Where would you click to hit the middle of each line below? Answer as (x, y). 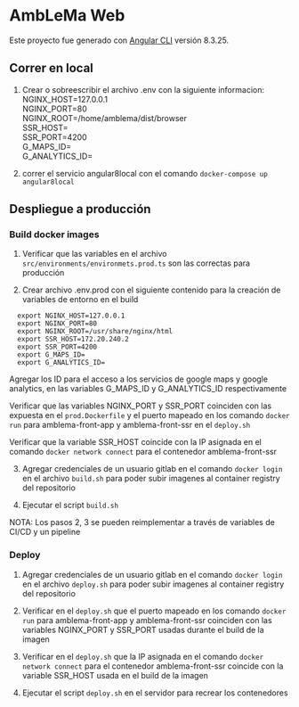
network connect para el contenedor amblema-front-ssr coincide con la (153, 666)
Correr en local (51, 68)
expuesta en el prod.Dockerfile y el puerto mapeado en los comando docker (149, 415)
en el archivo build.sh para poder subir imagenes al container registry (151, 479)
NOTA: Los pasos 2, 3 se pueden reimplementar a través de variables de (142, 522)
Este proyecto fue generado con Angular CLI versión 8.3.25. (119, 40)
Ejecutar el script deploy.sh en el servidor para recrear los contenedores (155, 693)
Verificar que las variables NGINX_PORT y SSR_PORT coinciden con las (141, 406)
